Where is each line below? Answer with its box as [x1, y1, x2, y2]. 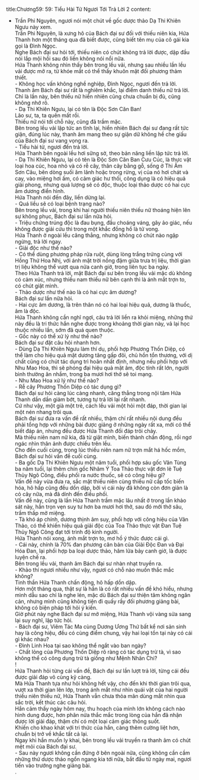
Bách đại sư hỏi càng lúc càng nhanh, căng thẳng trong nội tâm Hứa [14, 390, 181, 396]
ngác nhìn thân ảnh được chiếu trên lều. [14, 440, 112, 447]
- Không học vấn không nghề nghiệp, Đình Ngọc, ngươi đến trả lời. [14, 80, 178, 87]
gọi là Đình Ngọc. [14, 42, 57, 49]
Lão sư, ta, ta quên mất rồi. [14, 112, 81, 119]
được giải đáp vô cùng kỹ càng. [14, 674, 92, 680]
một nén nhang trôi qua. [14, 409, 73, 415]
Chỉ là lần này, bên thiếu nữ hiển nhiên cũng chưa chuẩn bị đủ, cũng [14, 93, 181, 100]
